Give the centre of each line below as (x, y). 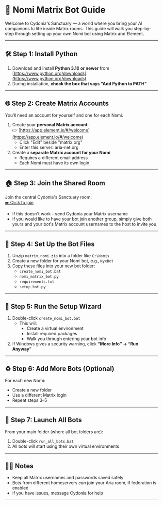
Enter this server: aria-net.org (49, 147)
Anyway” (22, 349)
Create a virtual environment (55, 328)
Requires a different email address (54, 158)
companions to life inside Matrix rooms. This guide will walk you (69, 28)
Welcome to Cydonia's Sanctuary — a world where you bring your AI (74, 23)
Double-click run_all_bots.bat (43, 441)
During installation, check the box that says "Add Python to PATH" (79, 83)
